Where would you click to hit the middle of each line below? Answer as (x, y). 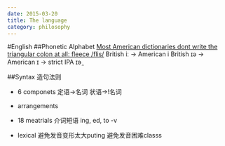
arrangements (37, 106)
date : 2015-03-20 (33, 14)
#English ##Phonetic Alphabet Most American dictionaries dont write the (112, 47)
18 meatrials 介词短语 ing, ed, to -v (67, 121)
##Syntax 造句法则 (34, 77)
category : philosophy (39, 27)
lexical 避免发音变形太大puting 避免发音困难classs (90, 135)
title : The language (37, 20)
